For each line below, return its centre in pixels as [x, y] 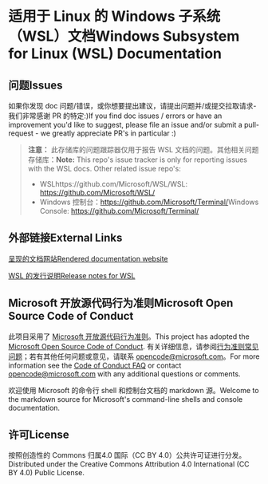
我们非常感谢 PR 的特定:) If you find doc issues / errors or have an [115, 116]
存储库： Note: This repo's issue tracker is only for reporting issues [137, 159]
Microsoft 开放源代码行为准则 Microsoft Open [121, 303]
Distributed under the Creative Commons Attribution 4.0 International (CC [129, 464]
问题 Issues [35, 85]
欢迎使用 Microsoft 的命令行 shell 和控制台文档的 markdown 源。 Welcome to [134, 390]
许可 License [39, 435]
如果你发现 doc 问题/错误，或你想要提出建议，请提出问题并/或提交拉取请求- [132, 106]
